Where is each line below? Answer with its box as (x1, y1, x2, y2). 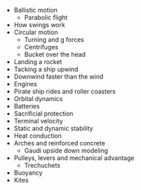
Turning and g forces (24, 35, 85, 44)
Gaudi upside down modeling (24, 146, 108, 155)
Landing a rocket (13, 58, 63, 65)
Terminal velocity (13, 117, 64, 125)
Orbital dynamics (13, 95, 63, 103)
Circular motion (13, 28, 58, 36)
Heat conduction (13, 132, 63, 140)
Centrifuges (24, 43, 59, 51)
